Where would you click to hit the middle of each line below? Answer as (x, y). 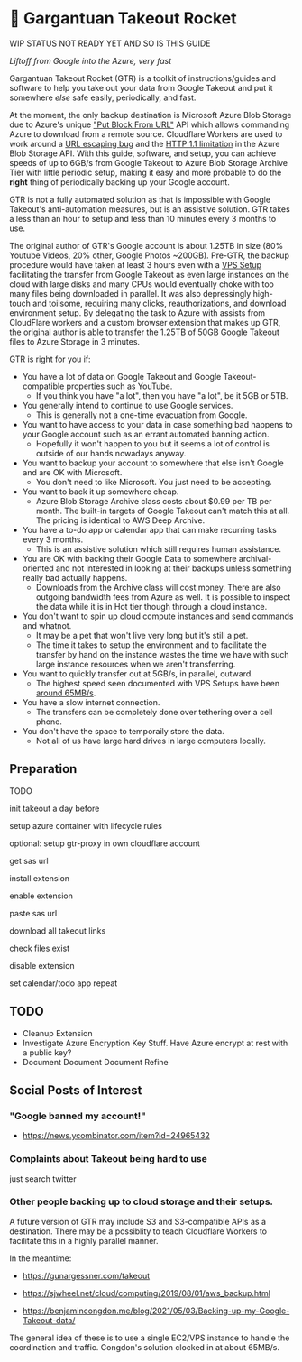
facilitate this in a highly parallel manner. (84, 1240)
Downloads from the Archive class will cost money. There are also (158, 587)
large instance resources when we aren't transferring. (136, 664)
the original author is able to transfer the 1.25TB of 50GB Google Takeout (144, 332)
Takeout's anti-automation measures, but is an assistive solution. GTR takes (150, 209)
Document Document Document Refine (95, 1062)
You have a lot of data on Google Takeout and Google (122, 376)
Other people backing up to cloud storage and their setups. (141, 1201)
